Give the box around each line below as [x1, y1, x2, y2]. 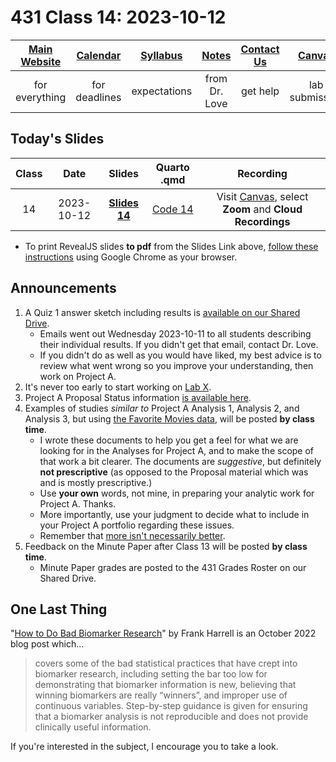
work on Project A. [39, 370, 117, 382]
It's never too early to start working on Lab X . [24, 381, 212, 393]
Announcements [10, 280, 117, 297]
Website [20, 54, 62, 68]
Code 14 [152, 202, 194, 216]
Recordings [234, 214, 291, 228]
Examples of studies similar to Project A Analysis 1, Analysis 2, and [24, 402, 300, 414]
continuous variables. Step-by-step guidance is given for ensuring [34, 700, 308, 712]
